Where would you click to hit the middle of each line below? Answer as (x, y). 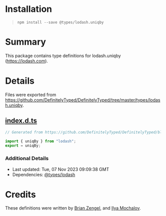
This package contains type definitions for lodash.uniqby (63, 55)
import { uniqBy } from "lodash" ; (41, 141)
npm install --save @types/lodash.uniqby (60, 22)
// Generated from (24, 132)
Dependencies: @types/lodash (44, 174)
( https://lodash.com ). (27, 61)
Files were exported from (31, 95)
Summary (25, 42)
